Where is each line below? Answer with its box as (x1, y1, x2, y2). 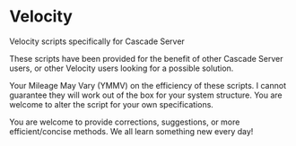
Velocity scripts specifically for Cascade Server (9, 36, 186, 47)
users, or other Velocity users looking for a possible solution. (9, 63, 234, 73)
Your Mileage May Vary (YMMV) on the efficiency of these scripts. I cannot (9, 80, 287, 90)
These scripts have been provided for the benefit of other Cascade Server (9, 53, 283, 64)
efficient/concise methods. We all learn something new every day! (9, 125, 254, 136)
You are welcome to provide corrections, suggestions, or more (9, 116, 240, 127)
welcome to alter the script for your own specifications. (9, 99, 213, 109)
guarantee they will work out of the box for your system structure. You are (9, 90, 283, 100)
